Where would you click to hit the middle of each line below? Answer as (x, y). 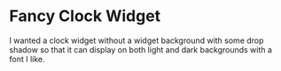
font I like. (27, 59)
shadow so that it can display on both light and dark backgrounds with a (141, 49)
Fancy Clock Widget (85, 16)
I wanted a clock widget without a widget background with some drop (137, 40)
